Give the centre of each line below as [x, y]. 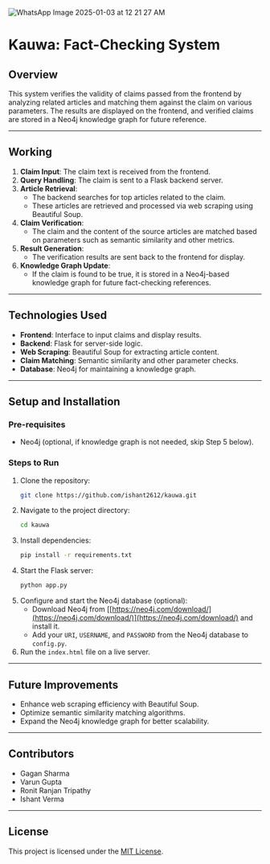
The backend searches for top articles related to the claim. [129, 197]
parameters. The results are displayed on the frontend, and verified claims [131, 111]
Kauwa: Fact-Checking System [115, 45]
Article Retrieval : [49, 188]
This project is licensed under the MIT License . [86, 851]
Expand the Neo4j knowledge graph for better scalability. [115, 721]
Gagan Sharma [45, 773]
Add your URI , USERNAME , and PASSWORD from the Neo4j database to [140, 635]
